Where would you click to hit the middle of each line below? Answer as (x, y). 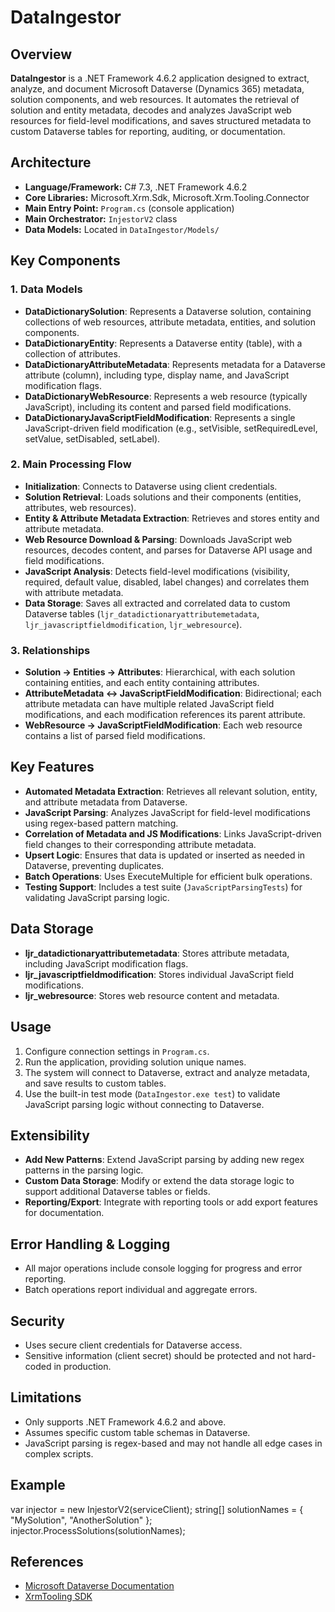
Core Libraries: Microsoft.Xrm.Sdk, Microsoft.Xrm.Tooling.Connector (167, 197)
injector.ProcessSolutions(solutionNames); (98, 1530)
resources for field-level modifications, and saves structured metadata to (161, 120)
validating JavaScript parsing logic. (97, 897)
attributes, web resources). (80, 507)
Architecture (51, 162)
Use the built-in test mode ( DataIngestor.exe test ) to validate (152, 1093)
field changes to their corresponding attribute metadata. (140, 844)
